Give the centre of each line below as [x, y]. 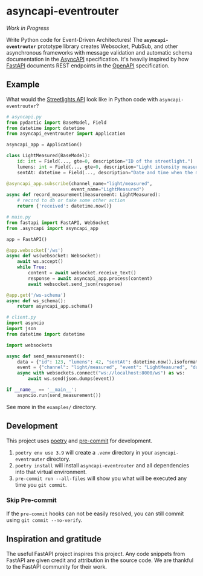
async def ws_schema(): [36, 301]
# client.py [21, 317]
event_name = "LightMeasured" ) [108, 189]
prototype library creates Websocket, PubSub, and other [108, 46]
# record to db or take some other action [71, 201]
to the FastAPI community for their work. [57, 566]
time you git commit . [41, 484]
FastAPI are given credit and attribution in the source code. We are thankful [100, 560]
